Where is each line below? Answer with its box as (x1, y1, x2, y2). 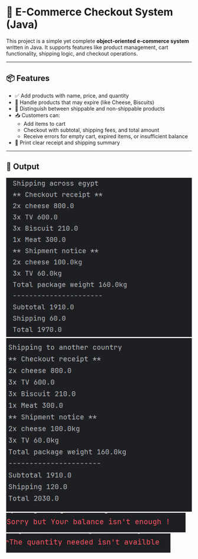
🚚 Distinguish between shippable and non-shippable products (14, 105, 165, 112)
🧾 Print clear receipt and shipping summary (14, 139, 120, 146)
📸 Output (6, 162, 39, 172)
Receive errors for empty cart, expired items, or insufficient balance (23, 132, 189, 139)
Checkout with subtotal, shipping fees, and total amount (23, 126, 160, 134)
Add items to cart (23, 120, 66, 127)
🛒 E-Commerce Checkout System (6, 5, 173, 19)
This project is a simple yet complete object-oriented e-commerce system (6, 37, 190, 44)
